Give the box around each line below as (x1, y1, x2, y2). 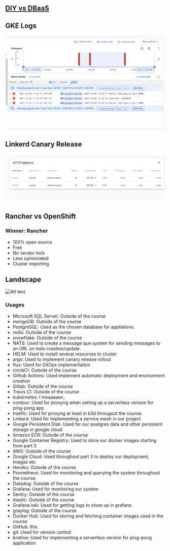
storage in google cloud (12, 426, 62, 433)
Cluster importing (12, 260, 49, 266)
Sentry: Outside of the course (12, 491, 75, 497)
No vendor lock (12, 250, 45, 256)
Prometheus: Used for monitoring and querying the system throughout (12, 470, 160, 476)
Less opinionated (12, 255, 49, 261)
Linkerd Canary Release (5, 140, 82, 149)
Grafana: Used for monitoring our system (12, 485, 99, 492)
